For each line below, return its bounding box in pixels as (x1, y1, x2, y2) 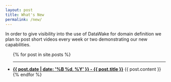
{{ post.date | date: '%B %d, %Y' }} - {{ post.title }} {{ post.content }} (12, 66, 161, 72)
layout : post (5, 7, 33, 13)
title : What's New (5, 12, 44, 17)
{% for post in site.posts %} (12, 51, 71, 58)
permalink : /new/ (5, 17, 42, 22)
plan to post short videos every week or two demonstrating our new (5, 36, 148, 42)
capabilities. (5, 42, 31, 48)
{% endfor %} (12, 72, 42, 78)
